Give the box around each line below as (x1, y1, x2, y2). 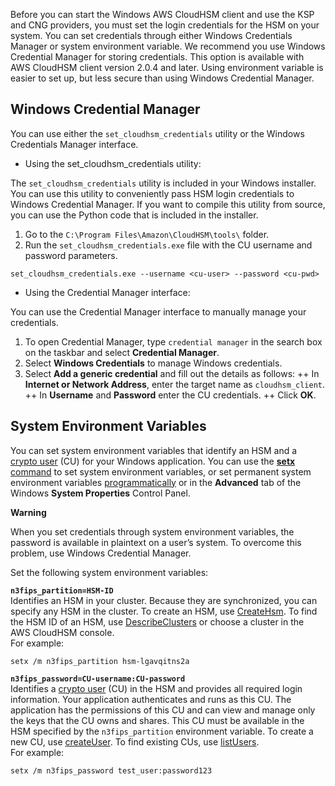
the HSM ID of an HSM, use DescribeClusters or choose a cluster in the (10, 615, 305, 628)
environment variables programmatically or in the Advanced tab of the (10, 476, 302, 488)
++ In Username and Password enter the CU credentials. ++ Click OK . (24, 389, 317, 401)
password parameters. (24, 249, 118, 261)
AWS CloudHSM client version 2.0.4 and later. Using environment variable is (10, 62, 324, 73)
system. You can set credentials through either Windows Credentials (10, 30, 293, 41)
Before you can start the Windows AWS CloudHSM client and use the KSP (10, 9, 315, 20)
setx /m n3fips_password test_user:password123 (10, 765, 213, 776)
